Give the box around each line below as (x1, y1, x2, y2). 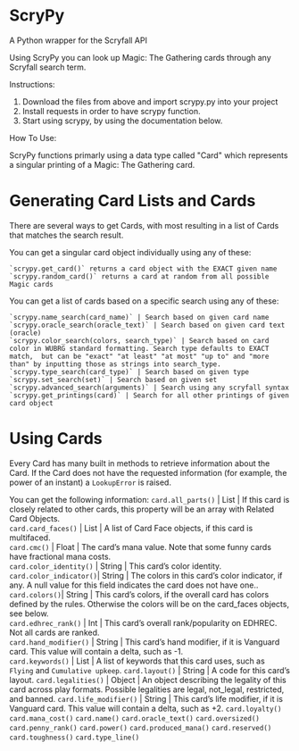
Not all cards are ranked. (9, 627, 100, 638)
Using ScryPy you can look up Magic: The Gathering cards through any (9, 52, 272, 63)
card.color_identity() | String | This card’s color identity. (9, 560, 222, 572)
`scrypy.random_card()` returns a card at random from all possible (9, 271, 270, 281)
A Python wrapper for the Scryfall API (9, 35, 147, 46)
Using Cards (9, 429, 103, 449)
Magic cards (9, 280, 54, 288)
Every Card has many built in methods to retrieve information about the (9, 457, 270, 469)
